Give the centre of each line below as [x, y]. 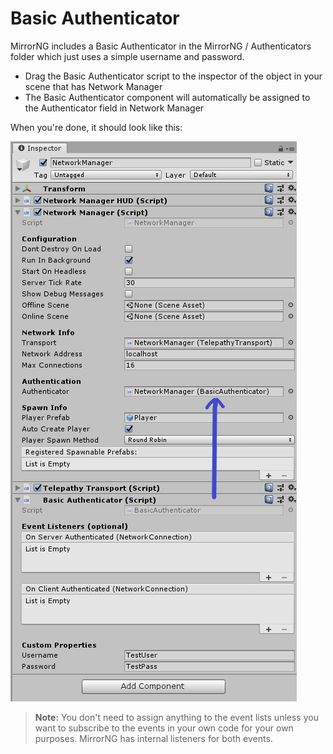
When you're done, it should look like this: [96, 127]
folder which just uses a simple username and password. [127, 56]
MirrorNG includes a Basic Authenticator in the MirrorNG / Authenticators [161, 46]
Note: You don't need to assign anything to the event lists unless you [176, 717]
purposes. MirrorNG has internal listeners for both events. [153, 738]
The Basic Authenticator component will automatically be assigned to [167, 97]
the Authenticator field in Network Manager [114, 108]
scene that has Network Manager [93, 86]
